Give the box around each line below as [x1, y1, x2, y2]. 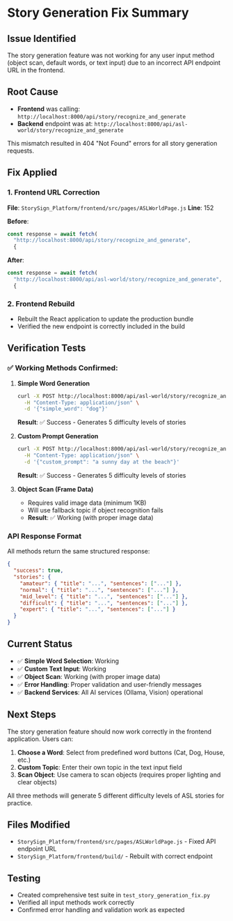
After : [7, 256, 24, 264]
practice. [7, 798, 33, 807]
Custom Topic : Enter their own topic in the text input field [17, 763, 182, 771]
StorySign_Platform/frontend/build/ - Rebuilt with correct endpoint [17, 852, 214, 860]
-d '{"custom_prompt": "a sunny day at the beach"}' [24, 459, 180, 466]
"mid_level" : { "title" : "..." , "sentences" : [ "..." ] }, [19, 593, 188, 600]
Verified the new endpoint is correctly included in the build [17, 322, 186, 330]
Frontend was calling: [17, 105, 80, 113]
